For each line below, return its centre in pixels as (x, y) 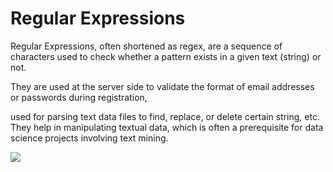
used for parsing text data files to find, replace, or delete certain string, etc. (165, 116)
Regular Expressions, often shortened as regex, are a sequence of (146, 46)
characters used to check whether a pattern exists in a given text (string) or (166, 56)
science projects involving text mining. (89, 138)
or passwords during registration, (79, 97)
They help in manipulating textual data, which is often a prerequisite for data (167, 127)
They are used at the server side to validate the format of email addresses (162, 86)
